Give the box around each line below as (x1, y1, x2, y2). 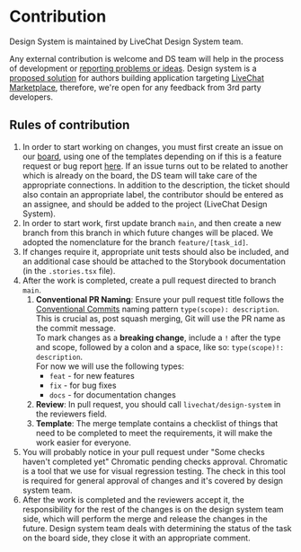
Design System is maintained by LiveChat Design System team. (9, 36, 244, 47)
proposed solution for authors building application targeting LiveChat (9, 72, 265, 83)
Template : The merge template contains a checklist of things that (35, 417, 279, 428)
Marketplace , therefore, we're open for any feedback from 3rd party (9, 82, 262, 92)
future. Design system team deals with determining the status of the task (22, 522, 292, 533)
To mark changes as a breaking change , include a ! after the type (35, 332, 281, 343)
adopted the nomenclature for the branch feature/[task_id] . (22, 236, 249, 248)
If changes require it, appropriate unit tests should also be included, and (22, 246, 289, 257)
